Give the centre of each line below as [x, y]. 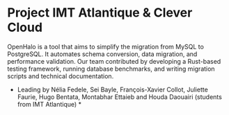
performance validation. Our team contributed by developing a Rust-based [114, 61]
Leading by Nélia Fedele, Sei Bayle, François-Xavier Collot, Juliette [113, 89]
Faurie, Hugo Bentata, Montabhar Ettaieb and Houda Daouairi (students [120, 97]
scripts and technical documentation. [61, 76]
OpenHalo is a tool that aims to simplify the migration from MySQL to [105, 46]
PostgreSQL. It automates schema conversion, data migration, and [102, 54]
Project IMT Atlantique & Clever [100, 13]
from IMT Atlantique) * [49, 104]
